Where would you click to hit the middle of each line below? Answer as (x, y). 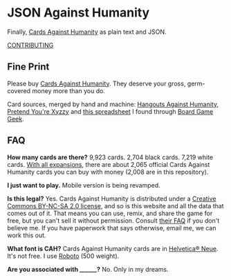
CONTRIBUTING (30, 45)
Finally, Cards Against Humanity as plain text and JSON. (87, 32)
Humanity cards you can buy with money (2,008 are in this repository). (108, 172)
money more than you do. (69, 90)
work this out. (27, 235)
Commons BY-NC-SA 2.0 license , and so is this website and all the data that (115, 206)
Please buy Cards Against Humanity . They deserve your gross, (96, 83)
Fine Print (28, 67)
